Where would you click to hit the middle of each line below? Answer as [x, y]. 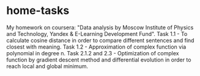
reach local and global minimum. [47, 66]
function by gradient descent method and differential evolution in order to [99, 60]
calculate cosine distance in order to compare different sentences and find [100, 40]
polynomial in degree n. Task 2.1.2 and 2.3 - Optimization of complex [93, 53]
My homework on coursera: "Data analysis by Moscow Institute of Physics [100, 27]
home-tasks [38, 11]
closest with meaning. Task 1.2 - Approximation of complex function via [96, 47]
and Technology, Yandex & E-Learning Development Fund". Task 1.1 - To [97, 33]
